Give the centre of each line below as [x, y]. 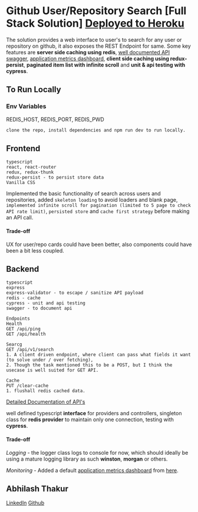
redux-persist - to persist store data [55, 178]
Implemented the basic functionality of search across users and [83, 193]
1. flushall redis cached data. [46, 391]
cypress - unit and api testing [46, 303]
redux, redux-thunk [30, 172]
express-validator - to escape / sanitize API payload [75, 293]
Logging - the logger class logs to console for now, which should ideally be [97, 452]
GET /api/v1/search [30, 350]
